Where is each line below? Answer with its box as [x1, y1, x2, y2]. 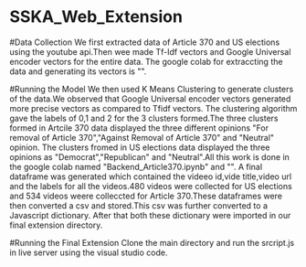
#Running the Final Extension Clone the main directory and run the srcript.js [9, 237, 295, 248]
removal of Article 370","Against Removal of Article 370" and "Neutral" [9, 132, 275, 143]
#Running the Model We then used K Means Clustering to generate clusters [9, 83, 294, 94]
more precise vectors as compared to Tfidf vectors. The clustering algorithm [9, 102, 298, 113]
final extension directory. [9, 219, 103, 230]
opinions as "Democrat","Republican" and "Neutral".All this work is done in [9, 151, 290, 162]
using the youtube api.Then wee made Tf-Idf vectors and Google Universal [9, 46, 291, 57]
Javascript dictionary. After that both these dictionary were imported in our [9, 209, 291, 220]
